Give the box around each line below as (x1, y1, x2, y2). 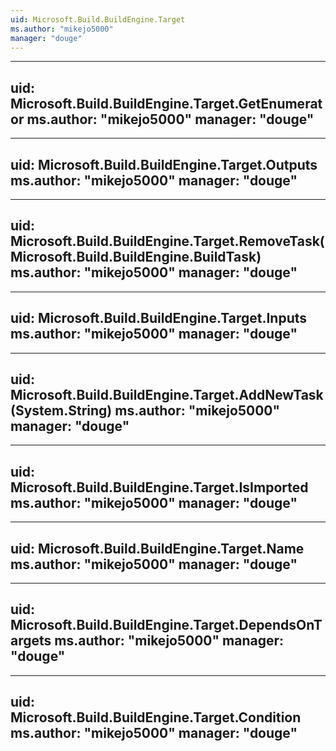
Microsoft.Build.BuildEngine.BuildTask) (10, 249, 262, 266)
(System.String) (10, 402, 113, 420)
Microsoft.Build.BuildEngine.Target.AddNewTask (10, 387, 324, 404)
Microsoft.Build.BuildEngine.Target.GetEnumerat (10, 95, 323, 112)
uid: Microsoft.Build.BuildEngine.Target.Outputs (10, 156, 318, 173)
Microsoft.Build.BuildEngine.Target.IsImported (10, 479, 309, 496)
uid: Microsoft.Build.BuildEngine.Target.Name (10, 540, 305, 557)
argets (10, 632, 52, 650)
